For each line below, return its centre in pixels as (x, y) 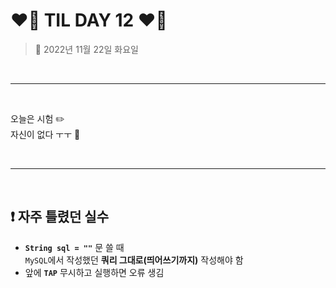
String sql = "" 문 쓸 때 (74, 247)
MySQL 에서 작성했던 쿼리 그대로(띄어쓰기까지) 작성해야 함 (134, 260)
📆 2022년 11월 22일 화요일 (86, 49)
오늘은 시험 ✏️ (37, 118)
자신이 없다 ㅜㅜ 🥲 (45, 134)
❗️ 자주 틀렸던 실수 (59, 217)
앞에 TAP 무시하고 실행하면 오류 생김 (94, 272)
